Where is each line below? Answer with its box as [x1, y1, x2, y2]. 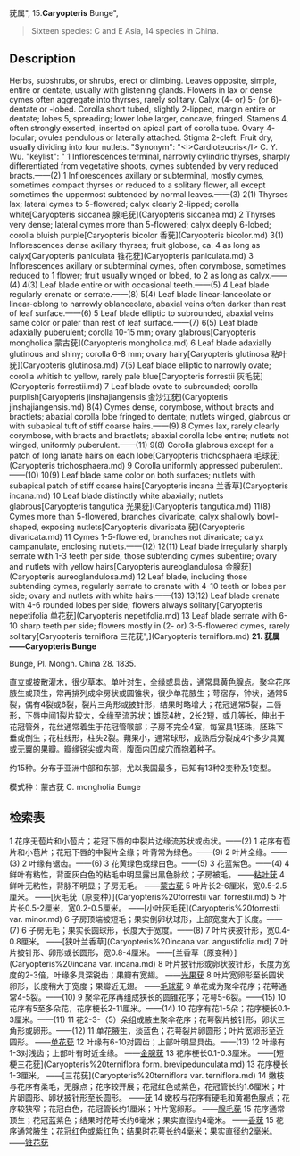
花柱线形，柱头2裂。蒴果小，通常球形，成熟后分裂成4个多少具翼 [47, 732, 286, 743]
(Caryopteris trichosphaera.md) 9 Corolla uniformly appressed [9, 460, 239, 470]
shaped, [9, 521, 39, 532]
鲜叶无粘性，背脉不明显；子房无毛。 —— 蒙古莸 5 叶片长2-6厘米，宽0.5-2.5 [9, 880, 287, 891]
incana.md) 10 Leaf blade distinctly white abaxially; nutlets [9, 490, 224, 501]
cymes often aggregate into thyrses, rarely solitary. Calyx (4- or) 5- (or [9, 94, 270, 104]
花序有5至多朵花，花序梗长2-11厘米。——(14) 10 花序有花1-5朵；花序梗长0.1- [9, 1002, 291, 1013]
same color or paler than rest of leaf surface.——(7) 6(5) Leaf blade [9, 317, 259, 328]
